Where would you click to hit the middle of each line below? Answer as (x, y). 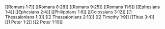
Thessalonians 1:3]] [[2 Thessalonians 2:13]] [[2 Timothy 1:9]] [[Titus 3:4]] (80, 17)
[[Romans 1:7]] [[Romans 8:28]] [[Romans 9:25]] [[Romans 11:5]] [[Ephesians (82, 7)
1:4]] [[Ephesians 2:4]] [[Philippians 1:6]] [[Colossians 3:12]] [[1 (68, 12)
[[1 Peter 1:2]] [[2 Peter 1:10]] (34, 22)
